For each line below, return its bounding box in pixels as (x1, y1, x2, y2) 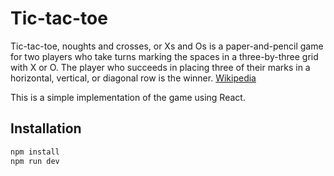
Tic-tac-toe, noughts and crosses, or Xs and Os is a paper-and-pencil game (10, 40, 324, 52)
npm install (10, 147, 60, 157)
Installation (10, 120, 82, 137)
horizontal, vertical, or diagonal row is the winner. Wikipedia (10, 72, 257, 84)
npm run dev (10, 156, 60, 166)
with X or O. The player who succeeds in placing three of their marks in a (10, 61, 311, 73)
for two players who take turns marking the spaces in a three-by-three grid (10, 50, 319, 62)
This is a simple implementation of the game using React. (10, 91, 246, 103)
